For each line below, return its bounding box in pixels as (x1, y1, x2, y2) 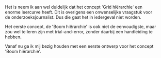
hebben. (5, 34, 22, 40)
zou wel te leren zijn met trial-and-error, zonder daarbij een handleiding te (5, 29, 153, 34)
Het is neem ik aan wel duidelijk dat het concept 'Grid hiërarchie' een (5, 4, 143, 10)
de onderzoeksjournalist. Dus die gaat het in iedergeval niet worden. (5, 14, 142, 20)
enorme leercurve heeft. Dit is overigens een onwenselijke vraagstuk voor (5, 9, 153, 15)
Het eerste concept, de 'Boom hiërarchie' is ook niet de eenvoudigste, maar (5, 24, 156, 29)
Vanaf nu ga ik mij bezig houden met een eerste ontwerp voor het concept (5, 43, 154, 49)
